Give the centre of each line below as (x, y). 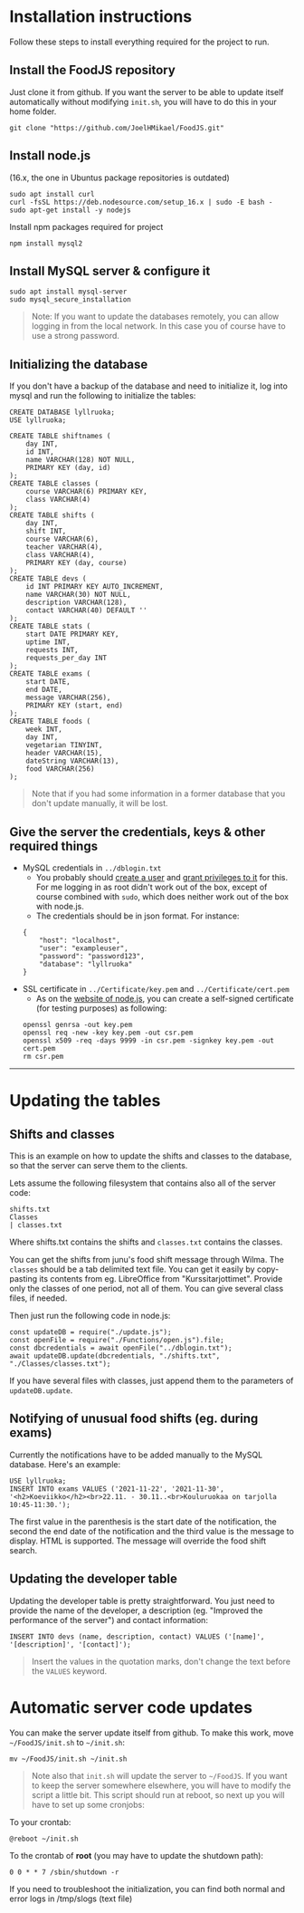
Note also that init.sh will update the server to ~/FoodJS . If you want (159, 1775)
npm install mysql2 (46, 243)
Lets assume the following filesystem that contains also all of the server (142, 1183)
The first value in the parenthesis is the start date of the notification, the (143, 1521)
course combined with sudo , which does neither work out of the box (162, 897)
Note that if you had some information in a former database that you (158, 793)
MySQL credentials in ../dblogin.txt (92, 868)
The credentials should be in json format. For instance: (138, 916)
